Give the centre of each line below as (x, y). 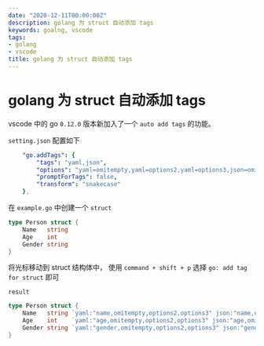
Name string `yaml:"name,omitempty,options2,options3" (117, 313)
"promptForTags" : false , (77, 177)
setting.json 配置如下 (44, 140)
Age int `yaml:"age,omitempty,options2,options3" (116, 321)
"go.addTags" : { (49, 155)
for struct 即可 (34, 277)
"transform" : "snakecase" (79, 184)
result (19, 292)
